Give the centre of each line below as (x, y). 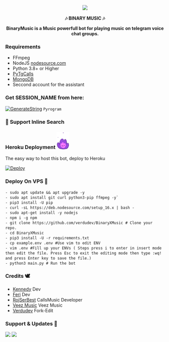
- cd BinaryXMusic (25, 233)
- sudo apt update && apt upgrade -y (45, 192)
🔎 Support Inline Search (35, 122)
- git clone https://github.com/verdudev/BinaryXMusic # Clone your (79, 223)
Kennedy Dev (27, 289)
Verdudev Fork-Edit (33, 310)
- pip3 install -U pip (29, 203)
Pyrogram (52, 109)
